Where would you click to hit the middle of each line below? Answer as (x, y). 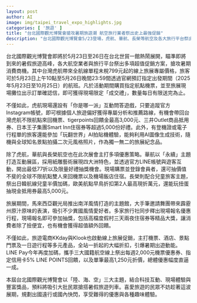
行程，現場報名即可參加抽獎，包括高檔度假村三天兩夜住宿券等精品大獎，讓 (96, 218)
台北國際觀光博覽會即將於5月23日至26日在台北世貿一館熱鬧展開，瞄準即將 (96, 56)
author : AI (19, 17)
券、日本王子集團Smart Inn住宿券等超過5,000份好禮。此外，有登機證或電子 (97, 127)
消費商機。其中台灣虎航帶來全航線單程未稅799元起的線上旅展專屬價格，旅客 (98, 71)
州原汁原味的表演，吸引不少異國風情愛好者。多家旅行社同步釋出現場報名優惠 (98, 211)
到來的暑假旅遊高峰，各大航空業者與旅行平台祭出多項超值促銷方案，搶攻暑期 (98, 63)
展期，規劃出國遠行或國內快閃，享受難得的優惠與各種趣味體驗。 (83, 294)
